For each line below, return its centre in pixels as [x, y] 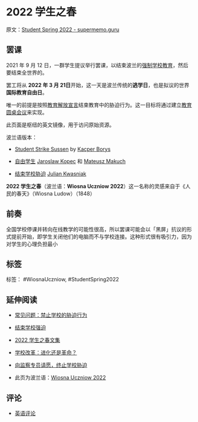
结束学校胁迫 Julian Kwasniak [50, 174]
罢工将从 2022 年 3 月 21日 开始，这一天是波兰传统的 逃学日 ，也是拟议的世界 [98, 85]
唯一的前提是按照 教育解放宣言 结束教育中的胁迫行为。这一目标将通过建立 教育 [99, 105]
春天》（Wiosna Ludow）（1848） [56, 193]
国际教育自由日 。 [27, 92]
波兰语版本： [22, 137]
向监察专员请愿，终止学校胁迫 [51, 365]
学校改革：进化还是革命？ [46, 353]
